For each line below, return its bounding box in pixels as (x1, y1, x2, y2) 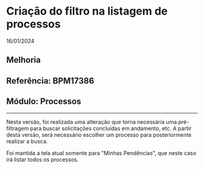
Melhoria (6, 55, 41, 65)
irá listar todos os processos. (6, 156, 79, 163)
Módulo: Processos (6, 96, 81, 107)
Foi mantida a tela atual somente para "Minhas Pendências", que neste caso (6, 149, 197, 156)
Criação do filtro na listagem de (6, 4, 168, 18)
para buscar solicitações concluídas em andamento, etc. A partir (30, 125, 192, 132)
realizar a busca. (6, 137, 48, 145)
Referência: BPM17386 (6, 75, 95, 86)
